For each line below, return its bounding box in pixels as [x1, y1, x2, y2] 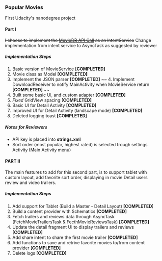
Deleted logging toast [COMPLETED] [12, 113, 87, 119]
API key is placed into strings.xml [12, 136, 81, 142]
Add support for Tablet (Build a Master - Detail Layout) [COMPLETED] [12, 203, 154, 209]
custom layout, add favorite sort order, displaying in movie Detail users [5, 174, 148, 180]
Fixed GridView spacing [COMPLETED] [12, 97, 92, 103]
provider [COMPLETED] [12, 245, 61, 251]
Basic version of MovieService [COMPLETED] [12, 66, 106, 72]
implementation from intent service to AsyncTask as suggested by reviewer [5, 42, 158, 48]
